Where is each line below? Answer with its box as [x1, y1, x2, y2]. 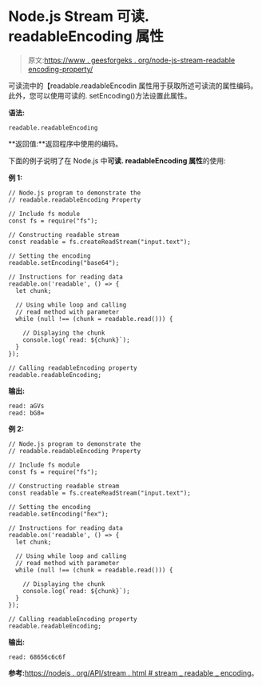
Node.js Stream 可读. [8, 7, 149, 26]
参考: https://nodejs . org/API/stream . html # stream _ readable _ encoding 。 [8, 668, 259, 677]
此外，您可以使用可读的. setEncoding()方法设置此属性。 [8, 90, 192, 100]
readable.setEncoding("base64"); [8, 259, 120, 267]
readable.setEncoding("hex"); [8, 510, 109, 518]
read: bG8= [8, 409, 45, 417]
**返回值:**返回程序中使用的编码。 [8, 138, 123, 148]
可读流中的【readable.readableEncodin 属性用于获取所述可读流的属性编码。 [8, 81, 258, 90]
